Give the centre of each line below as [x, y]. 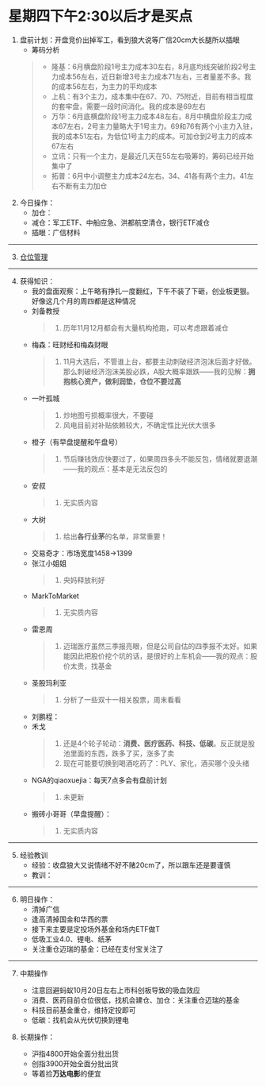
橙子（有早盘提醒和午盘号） [77, 442]
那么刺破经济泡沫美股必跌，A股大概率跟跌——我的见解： [156, 371]
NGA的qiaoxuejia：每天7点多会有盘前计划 [99, 780]
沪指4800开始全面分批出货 [75, 1053]
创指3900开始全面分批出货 [75, 1063]
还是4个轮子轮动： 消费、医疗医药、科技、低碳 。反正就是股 [159, 743]
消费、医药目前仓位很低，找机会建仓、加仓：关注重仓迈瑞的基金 [135, 1000]
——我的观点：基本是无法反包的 [115, 469]
